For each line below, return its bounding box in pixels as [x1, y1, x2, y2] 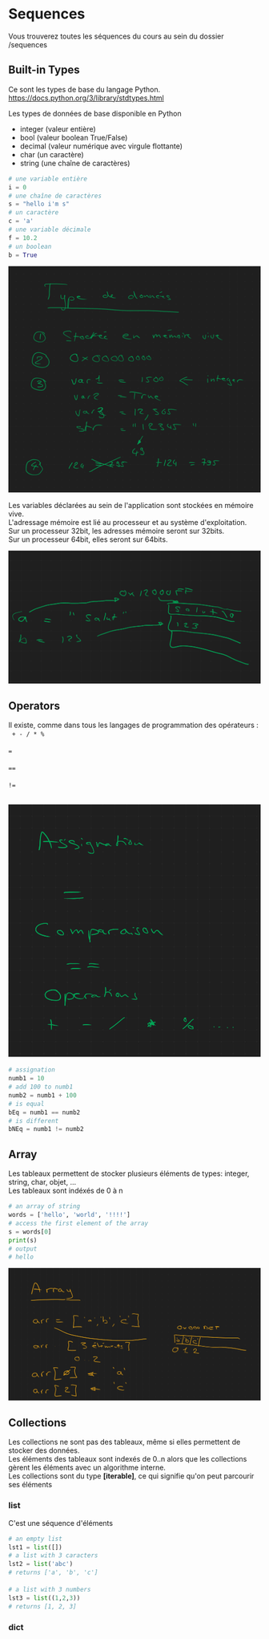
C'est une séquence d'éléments [8, 1518, 114, 1527]
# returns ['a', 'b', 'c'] [8, 1568, 98, 1577]
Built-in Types [8, 63, 80, 77]
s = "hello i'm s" [8, 200, 70, 209]
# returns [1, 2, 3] [8, 1602, 78, 1610]
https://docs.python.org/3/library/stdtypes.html [8, 93, 164, 103]
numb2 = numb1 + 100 [8, 1091, 78, 1100]
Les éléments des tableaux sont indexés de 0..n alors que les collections [8, 1454, 247, 1464]
